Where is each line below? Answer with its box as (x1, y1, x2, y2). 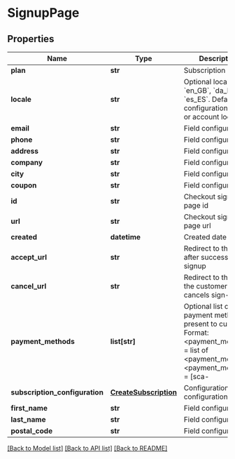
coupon (10, 180, 37, 190)
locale (10, 95, 31, 104)
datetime (110, 232, 141, 241)
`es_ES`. (183, 95, 211, 104)
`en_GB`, (183, 86, 212, 95)
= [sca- (183, 372, 210, 381)
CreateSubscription (110, 387, 177, 397)
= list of (183, 345, 208, 355)
